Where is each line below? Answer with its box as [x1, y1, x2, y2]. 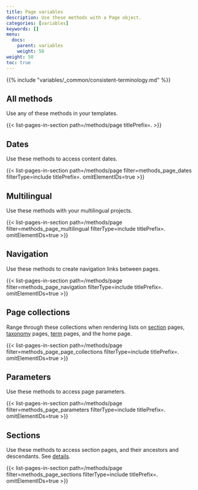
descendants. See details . [6, 452, 71, 460]
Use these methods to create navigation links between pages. [6, 265, 160, 273]
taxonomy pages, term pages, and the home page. [6, 329, 132, 337]
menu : [6, 31, 20, 38]
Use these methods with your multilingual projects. [6, 207, 133, 214]
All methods [6, 93, 53, 104]
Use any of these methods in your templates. [6, 110, 118, 117]
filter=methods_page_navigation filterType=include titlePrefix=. [6, 283, 163, 291]
